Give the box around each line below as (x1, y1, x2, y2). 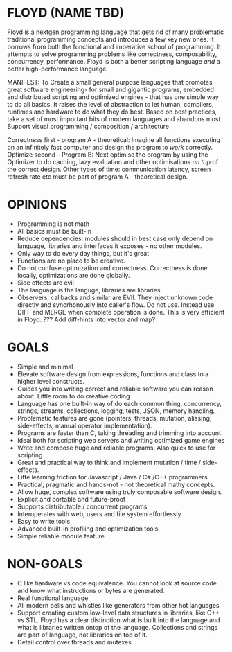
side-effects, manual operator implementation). (17, 421, 152, 430)
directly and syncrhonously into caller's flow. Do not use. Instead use (17, 300, 215, 309)
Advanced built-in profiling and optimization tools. (17, 525, 161, 533)
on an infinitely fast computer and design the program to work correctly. (7, 143, 213, 151)
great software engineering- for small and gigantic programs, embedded (7, 85, 215, 94)
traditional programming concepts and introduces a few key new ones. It (7, 35, 215, 43)
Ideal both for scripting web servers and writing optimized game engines (17, 436, 225, 444)
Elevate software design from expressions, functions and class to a (17, 369, 209, 378)
